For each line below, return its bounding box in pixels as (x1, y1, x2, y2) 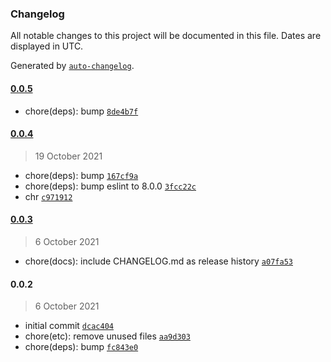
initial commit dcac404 (24, 320, 114, 332)
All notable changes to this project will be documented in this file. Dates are (10, 30, 322, 42)
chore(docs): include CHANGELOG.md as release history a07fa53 (24, 255, 293, 267)
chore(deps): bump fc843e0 (24, 341, 139, 353)
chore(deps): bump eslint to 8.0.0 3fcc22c (24, 180, 197, 192)
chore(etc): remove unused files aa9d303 (24, 330, 191, 342)
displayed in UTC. (10, 40, 84, 52)
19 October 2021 (34, 150, 103, 162)
